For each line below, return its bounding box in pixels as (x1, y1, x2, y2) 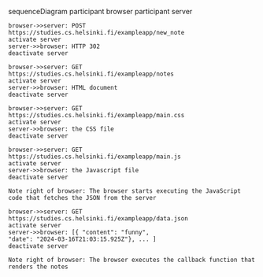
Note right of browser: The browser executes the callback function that (8, 256, 256, 264)
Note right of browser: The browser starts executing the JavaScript (8, 187, 242, 195)
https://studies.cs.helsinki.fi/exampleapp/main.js (8, 153, 181, 161)
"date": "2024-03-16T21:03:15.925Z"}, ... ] (8, 235, 157, 243)
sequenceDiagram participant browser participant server (8, 7, 193, 16)
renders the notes (8, 263, 69, 271)
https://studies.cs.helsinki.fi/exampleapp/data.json (8, 215, 189, 223)
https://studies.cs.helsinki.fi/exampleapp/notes (8, 70, 175, 78)
